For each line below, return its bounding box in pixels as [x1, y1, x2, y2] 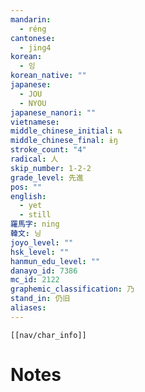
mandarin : [10, 14, 52, 25]
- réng [19, 24, 47, 34]
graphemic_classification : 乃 [10, 284, 135, 295]
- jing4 [19, 42, 52, 53]
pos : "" [10, 182, 43, 192]
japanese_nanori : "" [10, 107, 97, 118]
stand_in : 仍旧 [10, 294, 71, 304]
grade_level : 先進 [10, 172, 84, 183]
